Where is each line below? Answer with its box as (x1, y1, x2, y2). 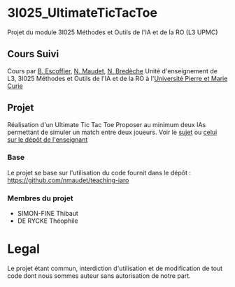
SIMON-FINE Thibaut (17, 209, 78, 218)
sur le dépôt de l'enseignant (7, 135, 88, 144)
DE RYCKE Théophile (17, 216, 78, 225)
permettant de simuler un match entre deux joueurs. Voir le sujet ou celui (7, 128, 218, 136)
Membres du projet (7, 193, 73, 203)
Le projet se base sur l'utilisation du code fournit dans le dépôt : (7, 168, 191, 177)
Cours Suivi (7, 48, 59, 60)
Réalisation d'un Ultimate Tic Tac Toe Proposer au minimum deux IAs (7, 120, 206, 128)
